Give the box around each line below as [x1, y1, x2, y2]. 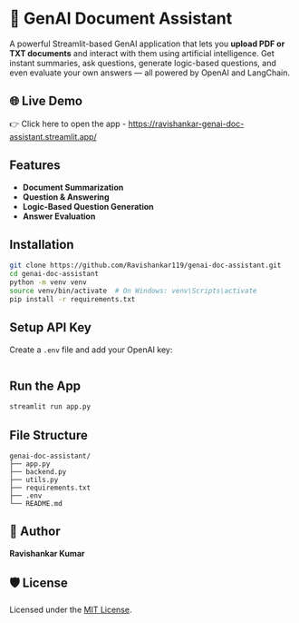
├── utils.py [9, 476, 59, 485]
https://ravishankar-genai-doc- [128, 118, 245, 129]
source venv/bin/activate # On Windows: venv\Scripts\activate [9, 286, 257, 295]
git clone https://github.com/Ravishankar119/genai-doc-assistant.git [9, 261, 282, 271]
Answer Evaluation [22, 211, 96, 222]
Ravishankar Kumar [9, 548, 85, 559]
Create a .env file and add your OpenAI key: [9, 344, 173, 355]
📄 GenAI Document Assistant [9, 8, 233, 29]
